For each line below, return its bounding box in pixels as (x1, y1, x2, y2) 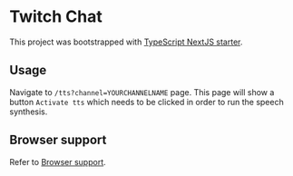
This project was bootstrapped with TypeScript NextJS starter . (9, 36, 243, 47)
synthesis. (9, 106, 48, 117)
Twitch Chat (9, 6, 103, 27)
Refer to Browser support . (9, 156, 106, 167)
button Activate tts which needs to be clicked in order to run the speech (9, 96, 284, 107)
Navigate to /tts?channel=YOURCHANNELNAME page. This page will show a (9, 86, 275, 97)
